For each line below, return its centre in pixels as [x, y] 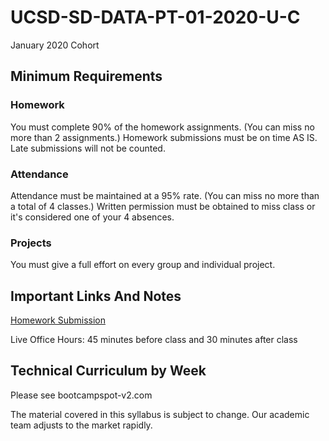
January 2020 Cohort [55, 45]
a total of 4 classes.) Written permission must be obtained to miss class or [163, 206]
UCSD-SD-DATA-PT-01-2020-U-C [155, 17]
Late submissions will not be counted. [88, 148]
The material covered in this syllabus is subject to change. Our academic [160, 414]
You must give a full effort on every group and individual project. [143, 265]
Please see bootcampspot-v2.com [81, 395]
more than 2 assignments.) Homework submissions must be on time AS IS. [164, 137]
